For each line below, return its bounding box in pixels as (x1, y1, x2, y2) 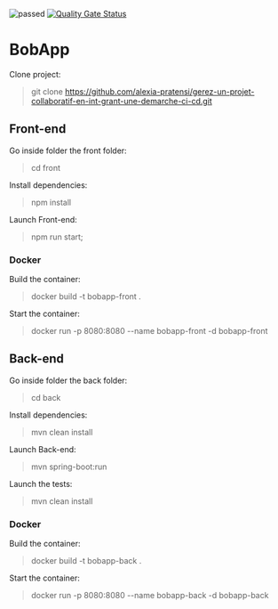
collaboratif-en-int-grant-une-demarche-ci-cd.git (30, 95, 213, 106)
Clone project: (9, 69, 61, 79)
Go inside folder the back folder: (9, 375, 128, 386)
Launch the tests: (9, 478, 73, 489)
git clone (30, 85, 64, 97)
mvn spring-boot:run (30, 461, 107, 472)
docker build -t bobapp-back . (30, 556, 142, 566)
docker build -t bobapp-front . (30, 291, 142, 302)
